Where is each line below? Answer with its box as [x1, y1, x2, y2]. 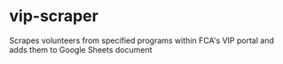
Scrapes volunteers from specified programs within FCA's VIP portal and [9, 35, 275, 46]
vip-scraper [9, 6, 99, 26]
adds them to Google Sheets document [9, 44, 153, 54]
